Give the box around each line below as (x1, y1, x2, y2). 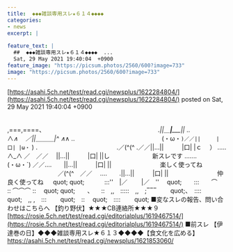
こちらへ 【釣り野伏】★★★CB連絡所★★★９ (25, 203, 160, 212)
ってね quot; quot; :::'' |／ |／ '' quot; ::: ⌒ (25, 178, 218, 186)
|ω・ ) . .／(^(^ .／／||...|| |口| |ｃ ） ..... (18, 143, 227, 151)
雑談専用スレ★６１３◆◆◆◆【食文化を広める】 (56, 228, 199, 237)
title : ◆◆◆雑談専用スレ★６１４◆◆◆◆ (7, 10, 104, 17)
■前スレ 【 (185, 220, 217, 228)
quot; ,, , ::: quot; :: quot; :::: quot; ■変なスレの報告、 (7, 195, 206, 203)
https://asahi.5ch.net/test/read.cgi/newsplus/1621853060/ (7, 236, 174, 244)
